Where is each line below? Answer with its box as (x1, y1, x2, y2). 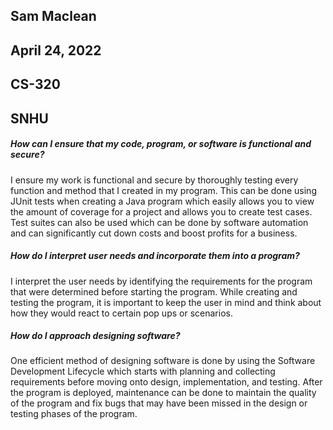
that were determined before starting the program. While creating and (10, 285, 298, 298)
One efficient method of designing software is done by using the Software (10, 355, 316, 367)
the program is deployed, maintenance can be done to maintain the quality (10, 387, 317, 399)
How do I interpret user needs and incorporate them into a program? (10, 250, 300, 262)
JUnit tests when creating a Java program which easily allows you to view (10, 195, 315, 207)
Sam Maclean (10, 8, 97, 25)
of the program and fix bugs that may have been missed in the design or (10, 397, 308, 409)
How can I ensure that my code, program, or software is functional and (10, 138, 312, 150)
